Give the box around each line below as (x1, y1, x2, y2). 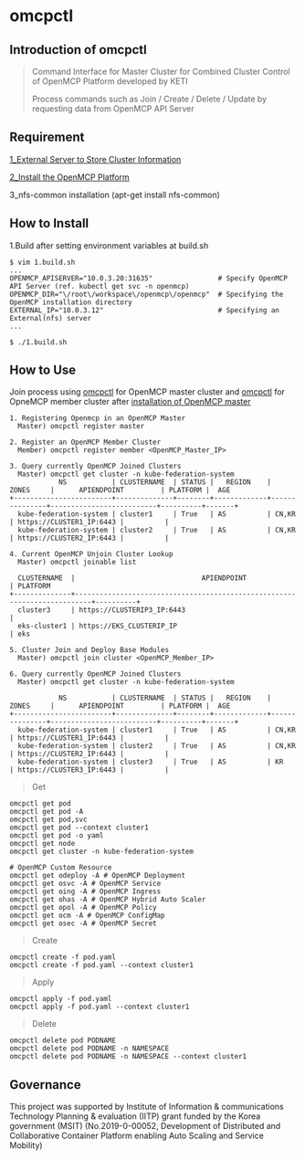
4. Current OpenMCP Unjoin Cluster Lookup (9, 550, 174, 559)
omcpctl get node (9, 839, 76, 849)
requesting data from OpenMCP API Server (31, 103, 195, 114)
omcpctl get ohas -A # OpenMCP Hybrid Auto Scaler (9, 895, 206, 904)
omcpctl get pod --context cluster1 (9, 823, 149, 832)
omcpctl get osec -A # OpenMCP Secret (9, 919, 157, 928)
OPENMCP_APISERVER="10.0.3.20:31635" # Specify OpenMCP (9, 273, 288, 283)
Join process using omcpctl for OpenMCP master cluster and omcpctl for (9, 386, 286, 397)
